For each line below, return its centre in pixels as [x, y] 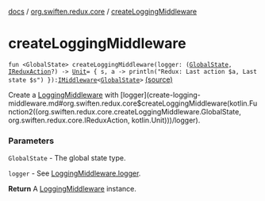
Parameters [31, 141]
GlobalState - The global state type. [67, 158]
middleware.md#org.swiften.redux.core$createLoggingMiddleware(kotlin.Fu [133, 103]
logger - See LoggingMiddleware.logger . [75, 173]
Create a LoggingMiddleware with [63, 95]
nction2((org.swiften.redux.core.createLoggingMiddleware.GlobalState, [125, 111]
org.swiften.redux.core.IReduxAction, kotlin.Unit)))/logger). [104, 120]
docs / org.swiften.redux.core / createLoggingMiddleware [102, 12]
